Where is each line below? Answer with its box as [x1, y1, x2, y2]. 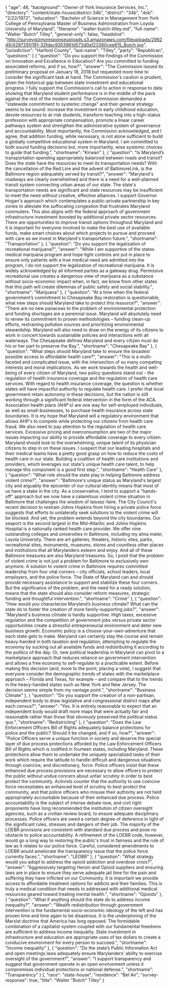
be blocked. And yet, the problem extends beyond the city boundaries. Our [5, 515, 161, 521]
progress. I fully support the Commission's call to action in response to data [5, 85, 162, 91]
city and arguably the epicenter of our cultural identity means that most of [5, 483, 159, 489]
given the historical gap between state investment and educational [5, 79, 144, 85]
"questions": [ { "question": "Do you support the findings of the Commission [5, 53, 163, 59]
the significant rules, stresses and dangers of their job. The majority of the [5, 822, 160, 827]
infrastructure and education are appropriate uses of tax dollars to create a [5, 934, 161, 940]
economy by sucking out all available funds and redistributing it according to [5, 644, 164, 650]
